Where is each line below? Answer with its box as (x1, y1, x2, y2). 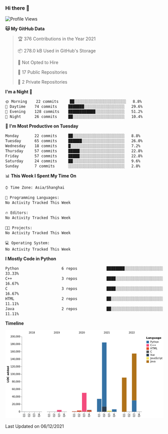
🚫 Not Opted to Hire (17, 59, 59, 66)
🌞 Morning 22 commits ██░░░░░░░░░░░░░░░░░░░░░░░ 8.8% (5, 99, 142, 104)
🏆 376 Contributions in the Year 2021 (17, 36, 96, 42)
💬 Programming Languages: (5, 195, 59, 201)
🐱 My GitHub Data (5, 26, 45, 32)
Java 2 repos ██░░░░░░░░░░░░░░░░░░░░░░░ (5, 306, 163, 312)
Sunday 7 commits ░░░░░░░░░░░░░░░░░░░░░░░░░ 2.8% (5, 164, 141, 169)
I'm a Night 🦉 (5, 89, 33, 95)
